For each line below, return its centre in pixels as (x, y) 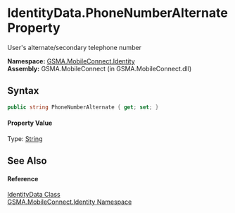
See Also (27, 161)
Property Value (30, 123)
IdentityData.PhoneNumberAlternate (118, 13)
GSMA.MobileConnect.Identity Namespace (70, 202)
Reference (23, 178)
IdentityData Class (34, 195)
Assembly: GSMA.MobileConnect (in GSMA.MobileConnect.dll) (100, 68)
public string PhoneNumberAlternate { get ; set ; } (83, 107)
